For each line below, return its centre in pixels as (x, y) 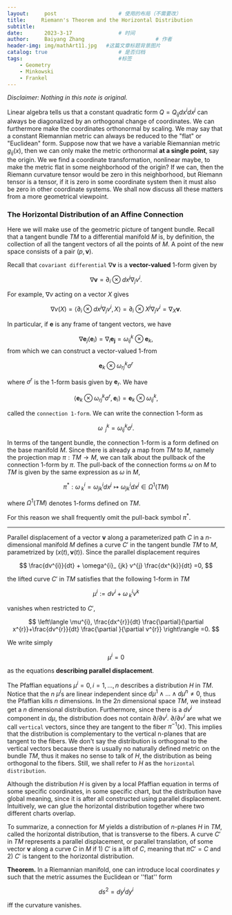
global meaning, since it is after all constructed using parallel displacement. (114, 799)
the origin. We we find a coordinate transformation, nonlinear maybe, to (109, 159)
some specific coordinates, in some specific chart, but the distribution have (115, 791)
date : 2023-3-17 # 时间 (71, 33)
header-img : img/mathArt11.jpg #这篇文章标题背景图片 (84, 46)
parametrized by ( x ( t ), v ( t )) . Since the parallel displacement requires (104, 552)
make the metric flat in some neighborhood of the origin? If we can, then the (116, 167)
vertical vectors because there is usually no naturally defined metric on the (114, 749)
